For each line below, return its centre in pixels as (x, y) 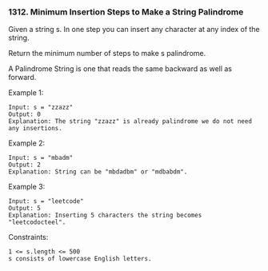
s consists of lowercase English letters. (80, 259)
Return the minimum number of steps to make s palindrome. (107, 54)
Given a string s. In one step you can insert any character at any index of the (134, 30)
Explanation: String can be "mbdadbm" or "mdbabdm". (98, 172)
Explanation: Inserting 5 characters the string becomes (105, 215)
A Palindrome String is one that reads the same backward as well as (120, 69)
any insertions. (35, 129)
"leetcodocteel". (37, 222)
